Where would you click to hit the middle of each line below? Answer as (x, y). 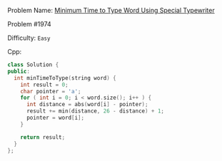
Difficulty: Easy (29, 38)
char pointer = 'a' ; (51, 91)
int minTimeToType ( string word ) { (65, 78)
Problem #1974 (29, 24)
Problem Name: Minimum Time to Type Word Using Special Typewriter (111, 10)
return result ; (43, 137)
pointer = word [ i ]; (55, 118)
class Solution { (33, 65)
